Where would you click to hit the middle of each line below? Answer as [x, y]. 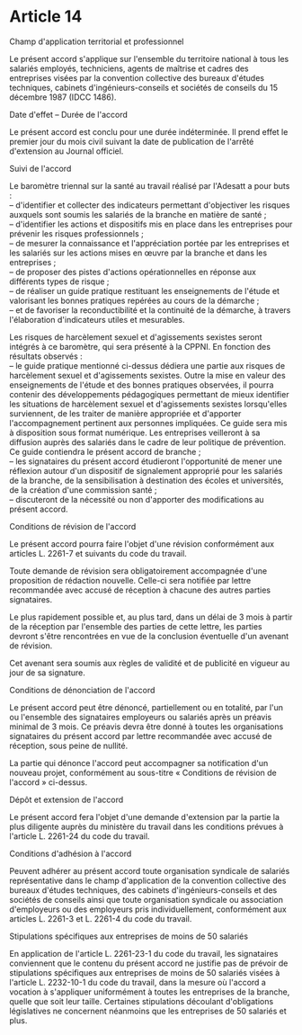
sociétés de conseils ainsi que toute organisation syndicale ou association [146, 899]
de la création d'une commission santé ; [83, 490]
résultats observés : [46, 356]
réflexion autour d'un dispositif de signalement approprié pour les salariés [146, 470]
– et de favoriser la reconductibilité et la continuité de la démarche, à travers [150, 310]
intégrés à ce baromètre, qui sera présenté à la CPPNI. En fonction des [140, 346]
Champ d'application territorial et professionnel [97, 41]
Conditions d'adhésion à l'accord [71, 853]
